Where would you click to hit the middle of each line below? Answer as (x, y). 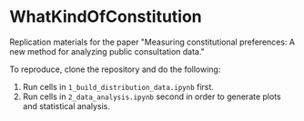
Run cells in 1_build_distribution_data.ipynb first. (118, 86)
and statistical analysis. (66, 106)
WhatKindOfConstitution (106, 17)
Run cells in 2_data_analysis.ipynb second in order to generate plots (152, 96)
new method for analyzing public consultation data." (107, 51)
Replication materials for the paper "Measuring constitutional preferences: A (152, 42)
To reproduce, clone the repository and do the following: (115, 69)
